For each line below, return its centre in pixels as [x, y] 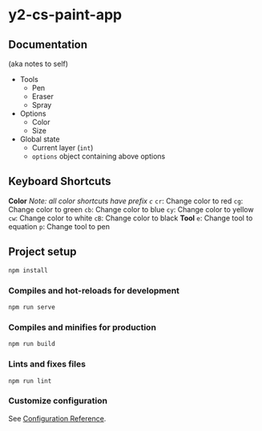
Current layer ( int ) [62, 148]
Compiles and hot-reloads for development [94, 290]
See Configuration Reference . [57, 418]
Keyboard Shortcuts [60, 181]
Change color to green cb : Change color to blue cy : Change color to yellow [131, 209]
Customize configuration [58, 401]
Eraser [42, 96]
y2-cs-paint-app [65, 15]
